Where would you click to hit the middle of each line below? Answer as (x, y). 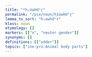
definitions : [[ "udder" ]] (32, 42)
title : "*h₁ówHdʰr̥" (25, 10)
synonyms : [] (19, 38)
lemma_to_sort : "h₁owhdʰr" (33, 19)
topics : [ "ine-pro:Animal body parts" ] (46, 47)
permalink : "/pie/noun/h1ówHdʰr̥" (40, 14)
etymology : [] (20, 28)
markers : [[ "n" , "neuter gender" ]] (42, 33)
